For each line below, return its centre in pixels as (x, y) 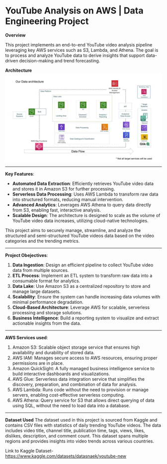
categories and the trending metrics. (42, 241)
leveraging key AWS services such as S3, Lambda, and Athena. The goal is (82, 50)
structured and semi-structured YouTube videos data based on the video (80, 236)
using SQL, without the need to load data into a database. (71, 406)
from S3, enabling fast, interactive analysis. (56, 210)
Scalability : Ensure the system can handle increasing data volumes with (86, 297)
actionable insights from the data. (47, 323)
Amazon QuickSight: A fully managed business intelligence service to (83, 369)
